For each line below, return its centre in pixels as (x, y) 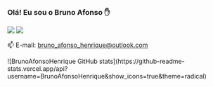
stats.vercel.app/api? (38, 69)
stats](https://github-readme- (142, 61)
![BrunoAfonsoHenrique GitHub (53, 61)
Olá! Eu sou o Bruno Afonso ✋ (59, 12)
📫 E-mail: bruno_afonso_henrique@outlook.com (78, 45)
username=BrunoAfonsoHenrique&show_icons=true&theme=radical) (107, 76)
